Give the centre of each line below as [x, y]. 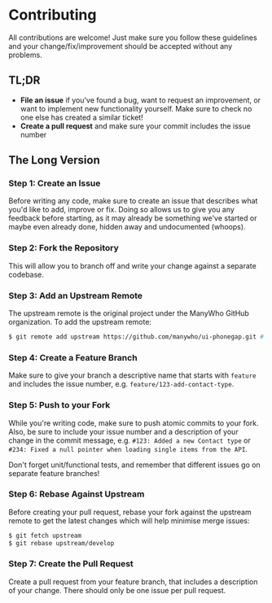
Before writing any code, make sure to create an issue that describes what [133, 201]
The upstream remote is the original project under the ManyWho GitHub [129, 313]
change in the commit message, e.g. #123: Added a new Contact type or [129, 440]
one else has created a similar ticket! [82, 117]
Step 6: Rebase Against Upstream [77, 494]
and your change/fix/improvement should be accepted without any [121, 46]
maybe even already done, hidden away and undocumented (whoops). [127, 227]
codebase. [26, 274]
